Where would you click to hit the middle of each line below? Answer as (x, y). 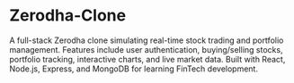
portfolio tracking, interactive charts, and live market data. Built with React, (147, 59)
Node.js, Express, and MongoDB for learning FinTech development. (134, 69)
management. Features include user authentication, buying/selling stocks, (146, 49)
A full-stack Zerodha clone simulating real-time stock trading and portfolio (147, 40)
